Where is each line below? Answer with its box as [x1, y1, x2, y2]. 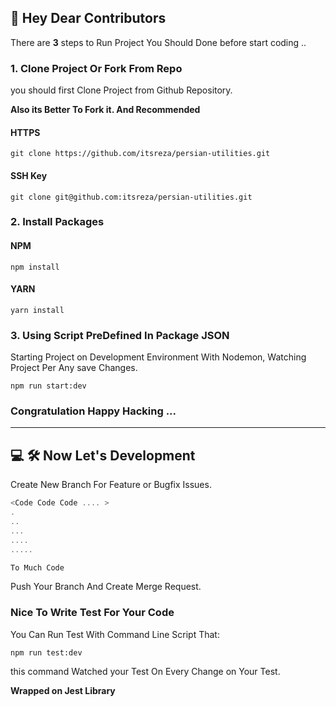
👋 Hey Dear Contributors [10, 10, 167, 27]
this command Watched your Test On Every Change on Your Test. [10, 665, 281, 677]
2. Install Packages [10, 215, 105, 229]
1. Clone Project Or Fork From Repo [10, 61, 183, 75]
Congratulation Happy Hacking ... [10, 404, 177, 418]
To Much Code [10, 562, 65, 573]
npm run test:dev [10, 647, 83, 658]
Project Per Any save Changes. [10, 362, 138, 374]
